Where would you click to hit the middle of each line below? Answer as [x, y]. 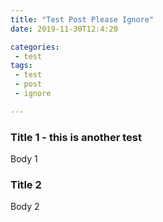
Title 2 [26, 184]
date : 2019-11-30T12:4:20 [64, 29]
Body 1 [24, 159]
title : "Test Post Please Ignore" [82, 19]
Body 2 [25, 207]
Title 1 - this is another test [76, 137]
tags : [21, 66]
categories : [35, 47]
